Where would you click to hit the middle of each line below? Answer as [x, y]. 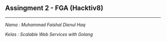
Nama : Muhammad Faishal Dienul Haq [45, 25]
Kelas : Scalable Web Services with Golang [49, 34]
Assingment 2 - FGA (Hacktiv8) [54, 8]
